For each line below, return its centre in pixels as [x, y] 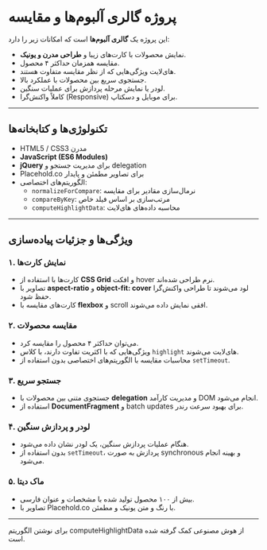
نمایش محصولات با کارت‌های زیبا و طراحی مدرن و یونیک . [103, 54]
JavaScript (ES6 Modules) [64, 157]
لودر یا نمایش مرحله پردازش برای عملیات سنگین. [92, 88]
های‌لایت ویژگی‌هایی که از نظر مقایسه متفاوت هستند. [98, 71]
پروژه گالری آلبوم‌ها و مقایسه [93, 17]
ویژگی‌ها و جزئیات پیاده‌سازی [71, 240]
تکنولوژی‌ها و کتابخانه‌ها [58, 129]
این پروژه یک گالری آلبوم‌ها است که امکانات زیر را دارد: [89, 39]
